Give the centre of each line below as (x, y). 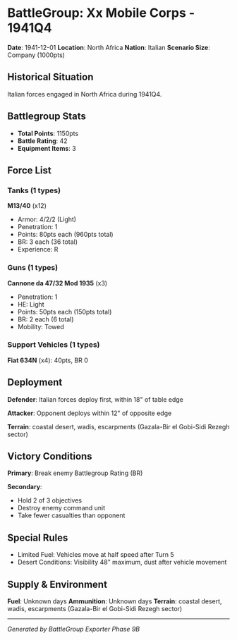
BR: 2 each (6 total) (45, 319)
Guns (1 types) (33, 268)
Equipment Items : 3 (47, 148)
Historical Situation (50, 77)
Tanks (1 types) (34, 190)
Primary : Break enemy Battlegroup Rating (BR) (75, 473)
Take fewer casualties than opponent (71, 515)
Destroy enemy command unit (61, 508)
